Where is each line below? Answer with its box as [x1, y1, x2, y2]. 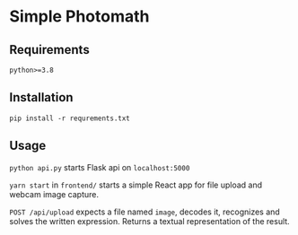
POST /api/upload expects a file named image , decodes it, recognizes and [9, 206, 280, 217]
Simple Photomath [9, 6, 150, 27]
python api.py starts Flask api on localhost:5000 [9, 161, 190, 172]
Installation [9, 90, 74, 105]
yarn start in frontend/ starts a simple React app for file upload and [9, 179, 263, 190]
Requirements [9, 42, 90, 57]
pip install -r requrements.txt [9, 114, 130, 123]
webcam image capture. [9, 188, 99, 199]
